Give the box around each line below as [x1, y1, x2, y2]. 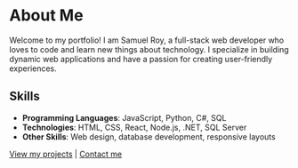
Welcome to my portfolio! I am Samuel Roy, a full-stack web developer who [9, 35, 285, 45]
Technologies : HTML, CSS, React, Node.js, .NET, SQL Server [21, 122, 247, 132]
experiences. [9, 63, 58, 74]
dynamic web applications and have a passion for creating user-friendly [9, 53, 273, 64]
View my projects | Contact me [9, 148, 123, 159]
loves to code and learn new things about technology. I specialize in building [9, 44, 289, 54]
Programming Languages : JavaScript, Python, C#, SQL [21, 112, 227, 123]
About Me [9, 5, 84, 26]
